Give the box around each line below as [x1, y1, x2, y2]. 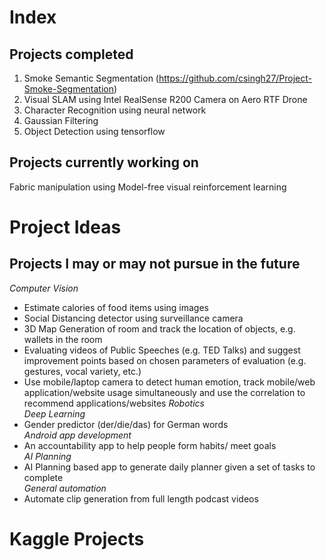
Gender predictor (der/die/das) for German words [23, 418, 229, 430]
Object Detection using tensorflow [23, 126, 166, 137]
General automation [23, 482, 107, 494]
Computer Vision [9, 282, 79, 294]
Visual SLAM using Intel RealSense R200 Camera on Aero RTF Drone [23, 94, 308, 105]
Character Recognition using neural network [23, 104, 207, 116]
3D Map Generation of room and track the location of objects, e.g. [23, 322, 296, 335]
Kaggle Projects [9, 528, 145, 550]
